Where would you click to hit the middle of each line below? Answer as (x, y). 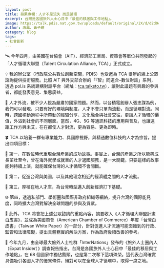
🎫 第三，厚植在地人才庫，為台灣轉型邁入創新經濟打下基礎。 (65, 186)
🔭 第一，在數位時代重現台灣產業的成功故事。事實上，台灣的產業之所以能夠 (80, 154)
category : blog (20, 32)
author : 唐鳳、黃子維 (25, 28)
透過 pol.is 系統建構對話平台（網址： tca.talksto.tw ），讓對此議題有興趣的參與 (82, 86)
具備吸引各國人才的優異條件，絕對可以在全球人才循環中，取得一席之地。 (78, 260)
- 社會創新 (15, 41)
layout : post (18, 10)
